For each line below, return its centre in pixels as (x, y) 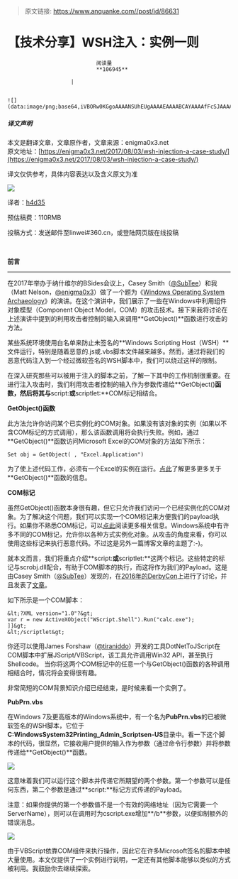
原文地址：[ (24, 151)
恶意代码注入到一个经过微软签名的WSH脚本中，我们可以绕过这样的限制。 (114, 360)
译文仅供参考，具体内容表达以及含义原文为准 (73, 174)
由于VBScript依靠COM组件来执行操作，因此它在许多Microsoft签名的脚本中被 (119, 851)
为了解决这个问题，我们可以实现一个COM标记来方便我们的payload (117, 516)
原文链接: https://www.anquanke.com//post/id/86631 (102, 11)
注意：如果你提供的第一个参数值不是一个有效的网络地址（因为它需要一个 (113, 804)
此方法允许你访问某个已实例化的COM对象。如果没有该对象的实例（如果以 (114, 423)
